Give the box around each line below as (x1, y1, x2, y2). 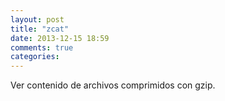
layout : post (10, 14, 65, 25)
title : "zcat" (10, 24, 70, 34)
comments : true (10, 42, 74, 53)
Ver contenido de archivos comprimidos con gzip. (10, 79, 216, 91)
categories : (10, 52, 60, 62)
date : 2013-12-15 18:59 (10, 33, 110, 43)
